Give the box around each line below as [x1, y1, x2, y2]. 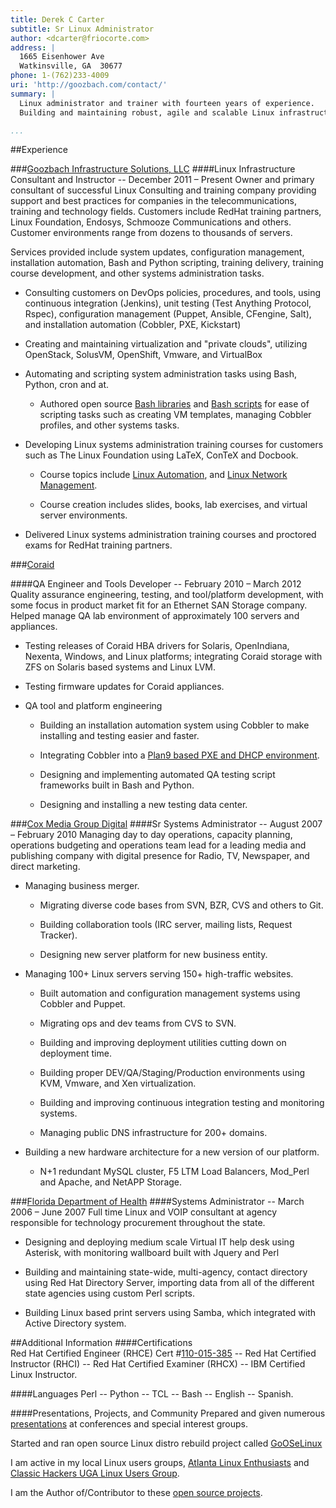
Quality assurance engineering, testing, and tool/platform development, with [10, 589, 324, 601]
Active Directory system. [24, 1317, 127, 1330]
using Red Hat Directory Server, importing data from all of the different [24, 1277, 315, 1289]
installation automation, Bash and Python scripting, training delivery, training [10, 257, 324, 269]
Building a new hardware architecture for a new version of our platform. [24, 1146, 320, 1158]
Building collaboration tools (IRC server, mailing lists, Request [39, 919, 293, 931]
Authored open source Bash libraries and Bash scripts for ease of [39, 398, 310, 410]
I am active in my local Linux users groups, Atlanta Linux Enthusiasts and [10, 1457, 310, 1469]
